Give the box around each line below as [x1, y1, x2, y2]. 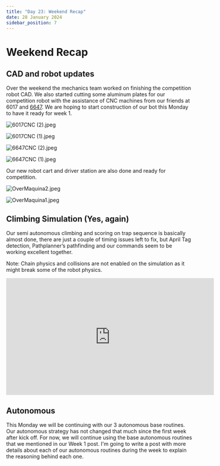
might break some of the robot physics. [6, 267, 103, 274]
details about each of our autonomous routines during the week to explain [6, 446, 187, 454]
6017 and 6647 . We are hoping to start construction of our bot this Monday [6, 103, 189, 110]
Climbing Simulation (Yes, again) [6, 214, 129, 224]
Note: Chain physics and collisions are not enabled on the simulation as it [6, 260, 185, 267]
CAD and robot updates [6, 69, 95, 79]
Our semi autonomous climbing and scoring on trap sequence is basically [6, 230, 186, 237]
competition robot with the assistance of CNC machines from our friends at [6, 97, 190, 104]
